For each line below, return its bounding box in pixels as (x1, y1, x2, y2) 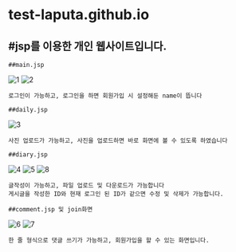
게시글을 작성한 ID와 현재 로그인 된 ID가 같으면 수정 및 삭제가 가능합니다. (8, 190, 224, 198)
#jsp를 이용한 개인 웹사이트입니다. (8, 39, 167, 53)
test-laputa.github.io (8, 6, 150, 24)
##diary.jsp (8, 151, 48, 159)
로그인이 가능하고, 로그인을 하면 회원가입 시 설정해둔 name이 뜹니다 (8, 92, 203, 100)
